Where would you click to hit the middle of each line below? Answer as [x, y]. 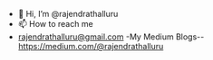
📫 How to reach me [55, 24]
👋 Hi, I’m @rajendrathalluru [68, 14]
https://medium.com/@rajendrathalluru [91, 46]
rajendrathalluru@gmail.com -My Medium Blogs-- [111, 37]
